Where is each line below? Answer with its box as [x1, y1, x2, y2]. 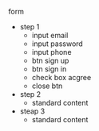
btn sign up [31, 56, 69, 65]
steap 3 [19, 106, 46, 116]
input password [31, 39, 84, 48]
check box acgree [31, 73, 92, 82]
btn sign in [31, 64, 67, 74]
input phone [31, 48, 72, 56]
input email [31, 31, 69, 40]
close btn [31, 81, 63, 91]
